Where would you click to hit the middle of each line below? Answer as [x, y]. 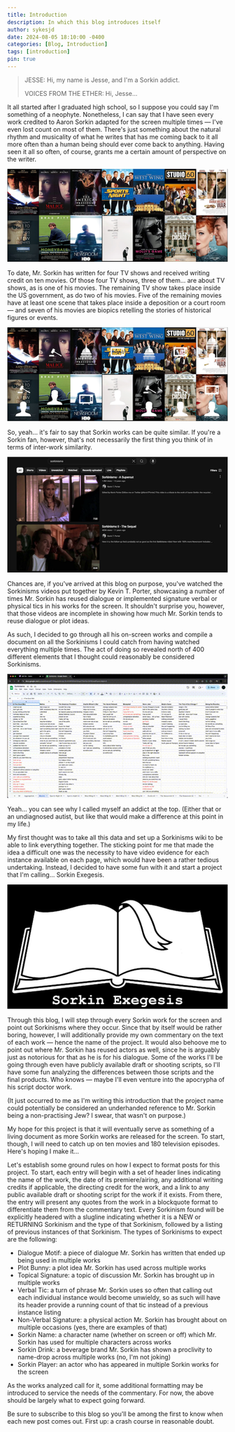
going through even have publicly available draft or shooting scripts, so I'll [114, 1064]
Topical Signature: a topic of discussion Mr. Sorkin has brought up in [116, 1275]
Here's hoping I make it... [43, 1151]
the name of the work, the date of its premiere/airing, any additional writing [115, 1179]
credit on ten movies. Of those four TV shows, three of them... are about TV [116, 281]
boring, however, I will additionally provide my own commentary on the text [115, 1035]
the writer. [22, 159]
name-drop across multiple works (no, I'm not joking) [94, 1357]
